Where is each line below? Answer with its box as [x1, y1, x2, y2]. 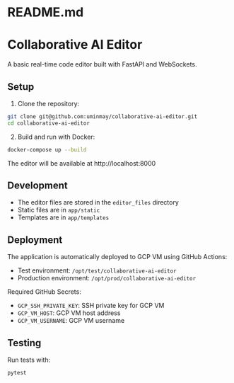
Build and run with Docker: [17, 132, 95, 141]
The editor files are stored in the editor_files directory [17, 198, 179, 207]
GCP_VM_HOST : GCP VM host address [17, 309, 121, 317]
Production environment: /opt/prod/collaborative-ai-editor [17, 274, 197, 282]
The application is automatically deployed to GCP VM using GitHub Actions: [7, 253, 228, 261]
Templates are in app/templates [17, 213, 110, 222]
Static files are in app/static [17, 206, 100, 215]
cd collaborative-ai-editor [7, 120, 90, 127]
